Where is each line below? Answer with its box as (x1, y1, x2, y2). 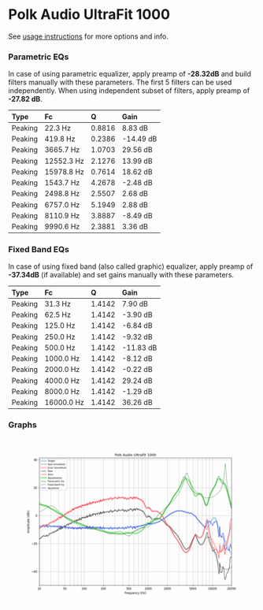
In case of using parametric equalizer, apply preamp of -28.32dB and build (8, 69, 252, 79)
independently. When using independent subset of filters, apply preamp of (8, 86, 250, 95)
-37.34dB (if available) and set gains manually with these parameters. (8, 270, 235, 280)
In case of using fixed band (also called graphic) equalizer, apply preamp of (8, 262, 254, 271)
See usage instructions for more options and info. (8, 32, 169, 41)
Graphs (8, 419, 37, 430)
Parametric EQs (8, 51, 69, 62)
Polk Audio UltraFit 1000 (8, 6, 171, 24)
